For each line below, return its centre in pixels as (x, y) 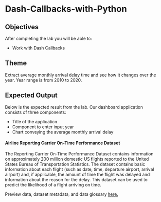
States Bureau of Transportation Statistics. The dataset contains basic (75, 164)
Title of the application (35, 121)
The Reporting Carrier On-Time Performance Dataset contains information (79, 153)
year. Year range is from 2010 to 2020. (44, 80)
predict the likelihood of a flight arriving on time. (53, 185)
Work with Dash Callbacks (38, 48)
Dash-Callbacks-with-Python (66, 9)
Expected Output (31, 95)
